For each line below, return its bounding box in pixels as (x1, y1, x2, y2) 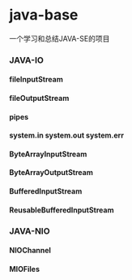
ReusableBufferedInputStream (9, 205, 114, 215)
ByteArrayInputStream (9, 149, 87, 159)
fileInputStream (9, 75, 63, 85)
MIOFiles (9, 264, 40, 273)
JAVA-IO (9, 55, 44, 66)
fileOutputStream (9, 94, 70, 103)
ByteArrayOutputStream (9, 168, 94, 177)
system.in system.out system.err (9, 130, 125, 140)
